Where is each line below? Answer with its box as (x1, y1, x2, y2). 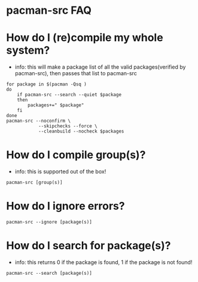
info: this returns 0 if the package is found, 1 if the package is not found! (14, 258, 193, 266)
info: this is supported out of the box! (14, 168, 106, 175)
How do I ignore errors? (6, 200, 125, 213)
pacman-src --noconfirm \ (6, 118, 71, 124)
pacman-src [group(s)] (6, 180, 63, 186)
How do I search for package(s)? (6, 239, 171, 253)
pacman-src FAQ (6, 4, 92, 17)
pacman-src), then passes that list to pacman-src (14, 70, 138, 77)
